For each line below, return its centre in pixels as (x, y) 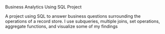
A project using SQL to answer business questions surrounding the (73, 16)
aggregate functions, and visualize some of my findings (62, 26)
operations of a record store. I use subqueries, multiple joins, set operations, (82, 21)
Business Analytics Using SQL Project (44, 7)
